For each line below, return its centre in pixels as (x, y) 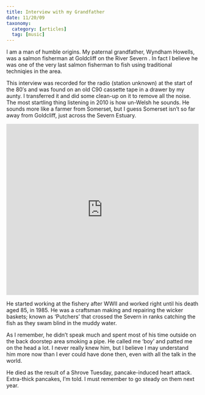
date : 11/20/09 (26, 18)
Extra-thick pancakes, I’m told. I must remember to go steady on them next (100, 379)
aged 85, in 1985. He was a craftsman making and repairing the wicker (95, 310)
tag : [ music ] (28, 35)
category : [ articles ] (39, 29)
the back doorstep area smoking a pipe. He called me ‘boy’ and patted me (99, 341)
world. (14, 361)
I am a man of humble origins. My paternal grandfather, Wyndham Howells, (101, 52)
